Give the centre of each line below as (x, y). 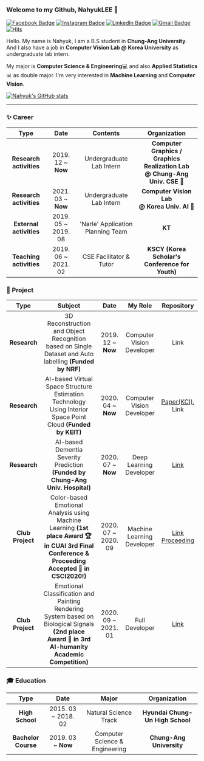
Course (26, 745)
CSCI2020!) (69, 576)
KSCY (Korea (167, 249)
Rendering (69, 608)
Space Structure (69, 387)
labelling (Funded (69, 361)
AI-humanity (69, 647)
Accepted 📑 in (69, 568)
